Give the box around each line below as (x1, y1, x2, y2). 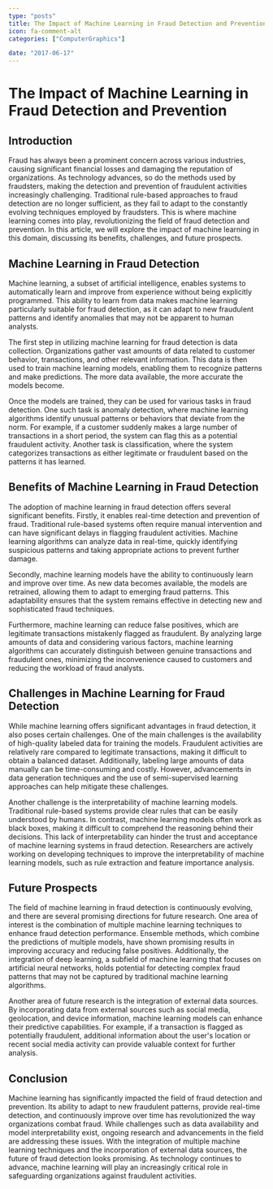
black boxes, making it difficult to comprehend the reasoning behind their (8, 823, 254, 833)
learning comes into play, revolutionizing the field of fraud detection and (8, 216, 250, 226)
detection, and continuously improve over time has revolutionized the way (8, 1111, 256, 1121)
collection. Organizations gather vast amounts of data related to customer (8, 346, 256, 355)
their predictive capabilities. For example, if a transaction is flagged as (8, 1022, 244, 1032)
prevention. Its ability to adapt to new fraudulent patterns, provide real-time (8, 1102, 261, 1112)
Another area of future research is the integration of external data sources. (8, 996, 258, 1006)
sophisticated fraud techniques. (8, 603, 115, 614)
